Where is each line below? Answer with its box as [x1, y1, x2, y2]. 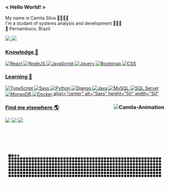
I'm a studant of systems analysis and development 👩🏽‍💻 [5, 20, 122, 26]
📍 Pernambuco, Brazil [5, 26, 50, 32]
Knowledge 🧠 [5, 49, 39, 56]
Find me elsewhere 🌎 [5, 104, 60, 111]
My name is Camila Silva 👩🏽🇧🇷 [5, 15, 69, 21]
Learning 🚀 [5, 73, 33, 80]
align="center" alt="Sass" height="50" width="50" [53, 91, 159, 97]
